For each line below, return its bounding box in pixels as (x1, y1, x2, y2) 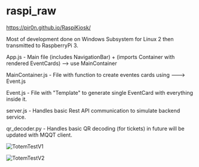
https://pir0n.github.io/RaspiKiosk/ (6, 24, 91, 31)
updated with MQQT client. (6, 131, 73, 138)
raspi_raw (6, 4, 57, 18)
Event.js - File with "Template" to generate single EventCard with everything (6, 89, 193, 96)
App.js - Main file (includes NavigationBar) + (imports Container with (6, 53, 175, 60)
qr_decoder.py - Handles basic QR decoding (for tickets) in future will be (6, 125, 185, 132)
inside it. (6, 95, 27, 103)
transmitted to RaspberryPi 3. (6, 42, 79, 49)
